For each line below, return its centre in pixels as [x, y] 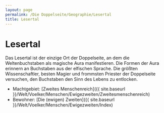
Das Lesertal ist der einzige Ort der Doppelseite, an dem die [67, 58]
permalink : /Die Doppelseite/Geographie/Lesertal [59, 15]
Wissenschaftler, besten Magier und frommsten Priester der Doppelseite [80, 74]
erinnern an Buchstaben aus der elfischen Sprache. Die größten [71, 69]
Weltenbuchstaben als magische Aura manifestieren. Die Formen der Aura [82, 63]
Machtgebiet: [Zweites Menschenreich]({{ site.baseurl [69, 89]
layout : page [19, 10]
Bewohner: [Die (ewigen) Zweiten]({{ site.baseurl [64, 100]
